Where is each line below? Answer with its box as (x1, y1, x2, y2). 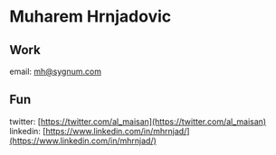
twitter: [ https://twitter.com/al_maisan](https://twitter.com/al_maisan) (9, 115, 267, 127)
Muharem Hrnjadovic (9, 6, 172, 27)
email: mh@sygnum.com (9, 66, 102, 77)
